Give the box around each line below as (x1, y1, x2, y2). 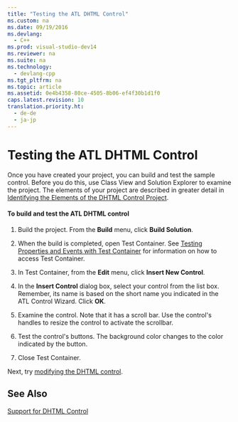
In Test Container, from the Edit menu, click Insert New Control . (17, 268, 205, 276)
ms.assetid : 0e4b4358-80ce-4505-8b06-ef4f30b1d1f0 (7, 90, 161, 97)
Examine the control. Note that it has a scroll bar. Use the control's (17, 310, 212, 319)
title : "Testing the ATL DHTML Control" (7, 10, 129, 18)
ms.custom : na (7, 17, 50, 24)
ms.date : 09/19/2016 (7, 23, 69, 31)
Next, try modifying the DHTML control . (7, 367, 123, 376)
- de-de (13, 110, 37, 117)
